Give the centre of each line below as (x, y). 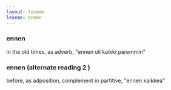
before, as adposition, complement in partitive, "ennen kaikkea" (86, 81)
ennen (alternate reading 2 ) (48, 67)
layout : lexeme (25, 12)
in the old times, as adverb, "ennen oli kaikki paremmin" (76, 51)
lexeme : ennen (24, 18)
